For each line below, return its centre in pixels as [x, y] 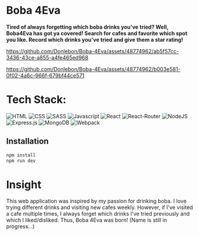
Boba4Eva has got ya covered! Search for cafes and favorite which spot [97, 33]
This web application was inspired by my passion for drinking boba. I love [96, 201]
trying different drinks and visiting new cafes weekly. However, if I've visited [100, 207]
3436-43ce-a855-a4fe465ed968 [47, 57]
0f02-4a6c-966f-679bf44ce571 [45, 75]
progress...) [20, 226]
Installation [27, 141]
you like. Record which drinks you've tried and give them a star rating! [95, 39]
